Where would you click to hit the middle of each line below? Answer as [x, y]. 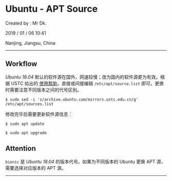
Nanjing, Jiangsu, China [30, 43]
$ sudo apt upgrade [26, 133]
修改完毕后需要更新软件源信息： [39, 114]
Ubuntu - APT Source [52, 9]
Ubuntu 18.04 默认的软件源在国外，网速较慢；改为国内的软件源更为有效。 [83, 77]
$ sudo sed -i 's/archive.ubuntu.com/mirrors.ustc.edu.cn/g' [72, 99]
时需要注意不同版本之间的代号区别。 [44, 90]
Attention [20, 148]
